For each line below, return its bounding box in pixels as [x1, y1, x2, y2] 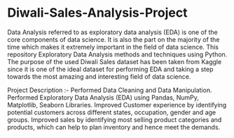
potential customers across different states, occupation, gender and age [7, 108, 216, 116]
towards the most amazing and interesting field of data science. [7, 72, 191, 81]
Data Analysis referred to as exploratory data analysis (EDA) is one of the [7, 28, 219, 36]
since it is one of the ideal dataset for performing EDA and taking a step [7, 65, 214, 73]
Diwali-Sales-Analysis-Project [7, 5, 188, 21]
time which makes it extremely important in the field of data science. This [7, 43, 219, 51]
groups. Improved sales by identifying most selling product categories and [7, 115, 222, 123]
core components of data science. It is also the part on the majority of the [7, 35, 220, 43]
